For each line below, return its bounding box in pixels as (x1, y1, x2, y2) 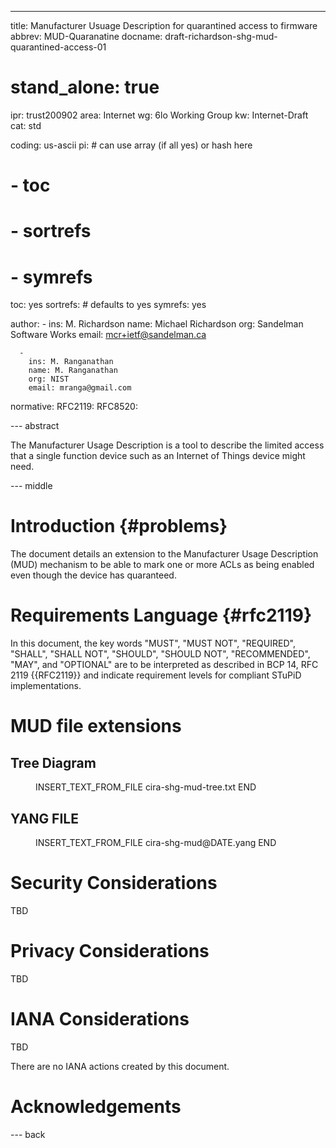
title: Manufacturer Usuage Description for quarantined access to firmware (10, 20, 318, 31)
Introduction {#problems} (10, 515, 228, 538)
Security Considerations (10, 872, 218, 895)
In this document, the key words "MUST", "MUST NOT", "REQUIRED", (10, 637, 296, 650)
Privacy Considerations (10, 940, 210, 963)
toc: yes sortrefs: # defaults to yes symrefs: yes (10, 299, 207, 311)
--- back (10, 1128, 46, 1140)
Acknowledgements (10, 1095, 182, 1118)
